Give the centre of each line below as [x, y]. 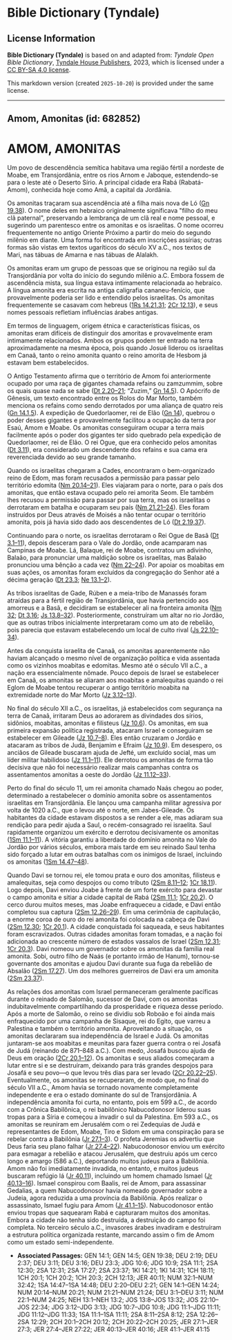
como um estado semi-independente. [61, 1242]
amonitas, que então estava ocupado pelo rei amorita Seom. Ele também [110, 493]
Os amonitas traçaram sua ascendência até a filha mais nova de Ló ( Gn [108, 203]
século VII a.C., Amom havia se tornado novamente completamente [103, 1088]
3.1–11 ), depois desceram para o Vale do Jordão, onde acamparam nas [107, 543]
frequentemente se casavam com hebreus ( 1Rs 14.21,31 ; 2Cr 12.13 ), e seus [113, 305]
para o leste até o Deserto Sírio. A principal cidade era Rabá [92, 182]
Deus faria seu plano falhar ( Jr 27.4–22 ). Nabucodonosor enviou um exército [116, 1147]
